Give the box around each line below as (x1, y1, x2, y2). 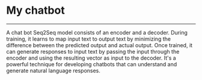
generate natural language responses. (6, 67, 101, 74)
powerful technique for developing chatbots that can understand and (6, 60, 177, 67)
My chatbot (6, 4, 65, 17)
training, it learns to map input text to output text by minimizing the (6, 35, 171, 42)
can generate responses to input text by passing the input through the (6, 48, 180, 55)
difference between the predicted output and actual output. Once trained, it (6, 41, 193, 48)
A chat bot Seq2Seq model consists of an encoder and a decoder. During (6, 29, 188, 36)
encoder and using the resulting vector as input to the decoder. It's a (6, 54, 176, 61)
